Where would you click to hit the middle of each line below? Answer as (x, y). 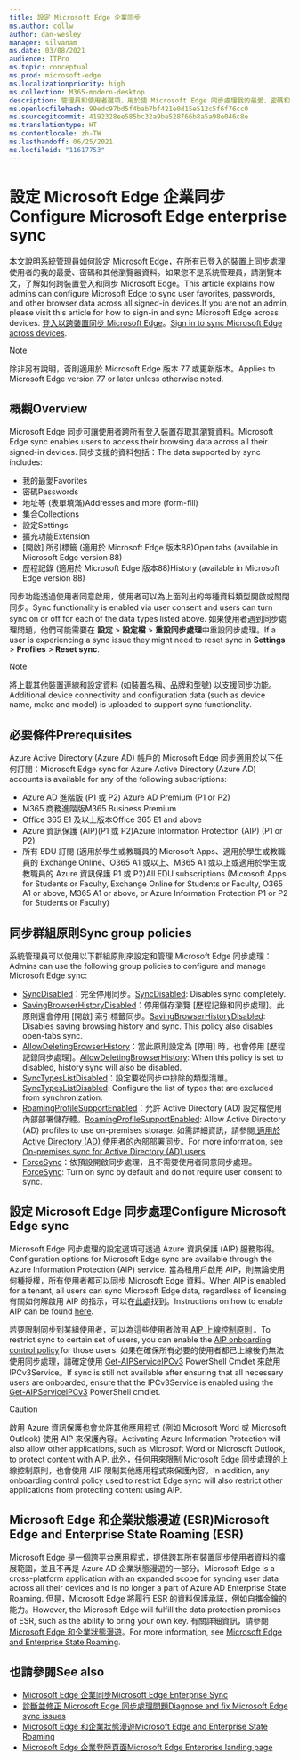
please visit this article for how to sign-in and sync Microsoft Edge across (144, 312)
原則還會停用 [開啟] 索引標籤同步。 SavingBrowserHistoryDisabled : (144, 1016)
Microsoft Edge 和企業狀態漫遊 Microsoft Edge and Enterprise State (145, 1727)
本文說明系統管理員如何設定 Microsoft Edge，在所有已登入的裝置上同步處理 (148, 261)
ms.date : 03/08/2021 (48, 51)
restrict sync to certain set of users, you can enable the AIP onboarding (140, 1339)
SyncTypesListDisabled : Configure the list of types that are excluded (148, 1088)
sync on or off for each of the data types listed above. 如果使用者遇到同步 (144, 619)
